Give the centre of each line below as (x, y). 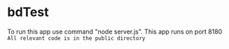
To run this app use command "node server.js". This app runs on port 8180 (115, 31)
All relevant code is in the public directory (76, 38)
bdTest (28, 12)
